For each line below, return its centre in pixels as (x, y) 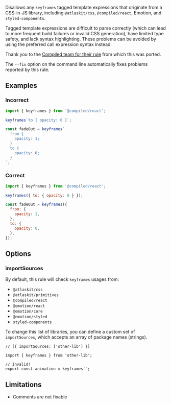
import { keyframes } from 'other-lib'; (49, 355)
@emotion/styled (30, 317)
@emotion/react (29, 306)
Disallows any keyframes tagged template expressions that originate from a (84, 7)
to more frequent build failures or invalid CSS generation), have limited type (85, 33)
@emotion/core (28, 312)
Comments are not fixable (40, 397)
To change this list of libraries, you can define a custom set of (70, 332)
